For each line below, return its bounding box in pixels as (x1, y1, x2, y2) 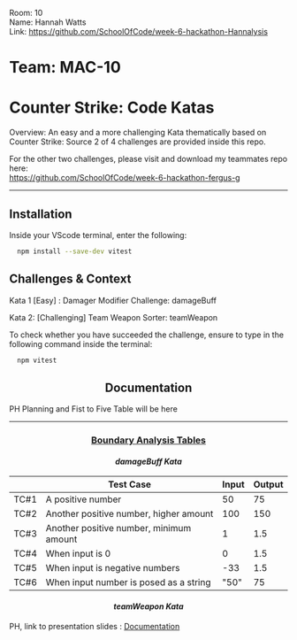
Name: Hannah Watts (9, 17, 87, 27)
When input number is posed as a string (45, 576, 211, 589)
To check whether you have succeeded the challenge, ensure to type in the (9, 329, 285, 340)
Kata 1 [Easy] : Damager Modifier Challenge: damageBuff (9, 295, 217, 305)
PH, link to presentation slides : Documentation (9, 621, 180, 631)
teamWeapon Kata (113, 601, 184, 612)
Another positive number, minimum (45, 522, 192, 535)
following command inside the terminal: (9, 338, 153, 349)
